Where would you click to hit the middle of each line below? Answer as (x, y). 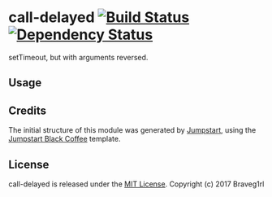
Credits (28, 110)
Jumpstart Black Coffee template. (65, 139)
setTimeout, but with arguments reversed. (78, 57)
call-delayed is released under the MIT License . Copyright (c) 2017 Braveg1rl (136, 184)
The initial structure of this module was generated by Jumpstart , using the (132, 130)
